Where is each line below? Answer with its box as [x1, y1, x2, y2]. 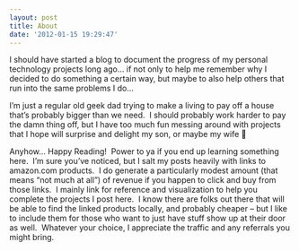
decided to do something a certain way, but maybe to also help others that [9, 74, 285, 84]
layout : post [9, 13, 58, 22]
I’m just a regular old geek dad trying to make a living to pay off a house [9, 100, 275, 111]
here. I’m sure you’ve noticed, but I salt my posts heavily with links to [9, 156, 267, 167]
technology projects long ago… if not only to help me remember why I [9, 64, 268, 74]
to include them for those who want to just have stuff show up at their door [9, 212, 286, 224]
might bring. [9, 232, 55, 243]
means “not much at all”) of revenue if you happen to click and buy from [9, 175, 277, 186]
